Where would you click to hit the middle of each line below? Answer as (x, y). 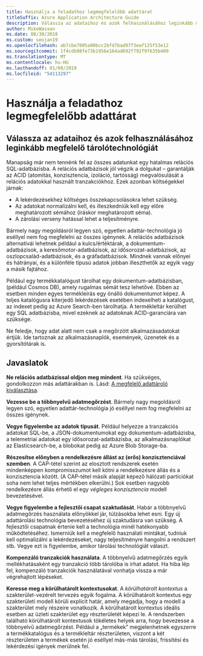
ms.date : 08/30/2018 (32, 34)
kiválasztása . (22, 390)
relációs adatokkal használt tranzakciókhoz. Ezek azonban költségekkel (95, 182)
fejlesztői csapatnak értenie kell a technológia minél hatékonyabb (88, 527)
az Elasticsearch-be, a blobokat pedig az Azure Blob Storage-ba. (87, 446)
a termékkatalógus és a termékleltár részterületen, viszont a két (85, 634)
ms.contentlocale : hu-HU (37, 62)
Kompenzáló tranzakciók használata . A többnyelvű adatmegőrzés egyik (97, 558)
